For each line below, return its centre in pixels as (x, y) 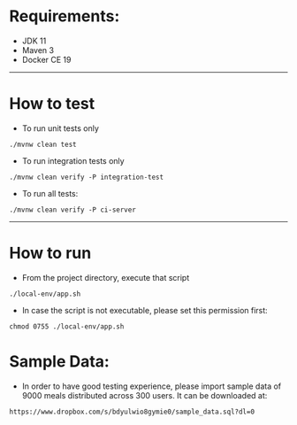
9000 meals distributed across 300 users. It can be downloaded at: (145, 395)
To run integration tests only (73, 160)
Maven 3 (38, 50)
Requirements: (65, 16)
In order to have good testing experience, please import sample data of (152, 386)
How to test (52, 104)
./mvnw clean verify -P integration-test (87, 177)
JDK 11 (34, 41)
